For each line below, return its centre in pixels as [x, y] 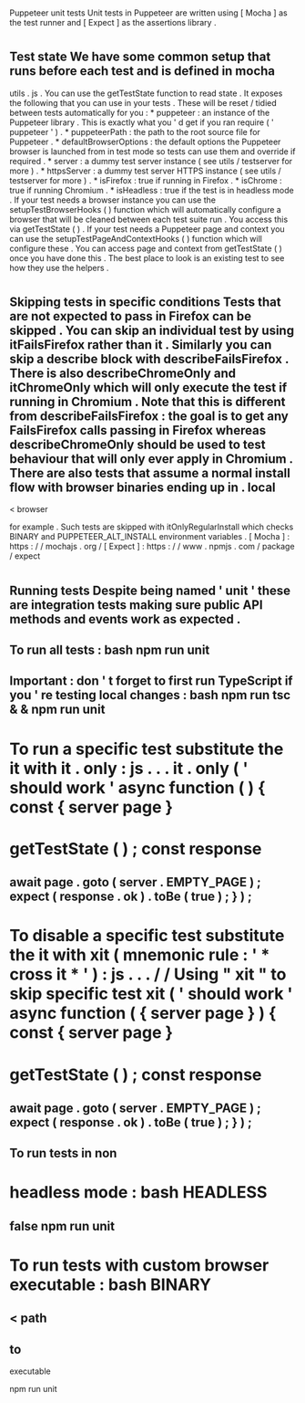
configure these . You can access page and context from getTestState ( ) [146, 248]
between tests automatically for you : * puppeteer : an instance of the [140, 112]
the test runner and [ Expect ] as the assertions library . [113, 23]
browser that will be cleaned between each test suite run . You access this [149, 219]
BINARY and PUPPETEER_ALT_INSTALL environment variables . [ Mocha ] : [150, 537]
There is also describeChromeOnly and [123, 373]
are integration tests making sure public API [136, 605]
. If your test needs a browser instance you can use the [113, 200]
